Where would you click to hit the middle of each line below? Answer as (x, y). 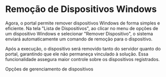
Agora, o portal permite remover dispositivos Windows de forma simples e (83, 23)
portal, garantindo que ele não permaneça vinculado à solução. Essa (77, 54)
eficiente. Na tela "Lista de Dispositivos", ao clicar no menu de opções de (82, 28)
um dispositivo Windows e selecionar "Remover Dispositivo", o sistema (79, 33)
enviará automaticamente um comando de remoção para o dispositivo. (79, 39)
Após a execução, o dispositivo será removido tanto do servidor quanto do (83, 48)
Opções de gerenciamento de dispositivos (49, 69)
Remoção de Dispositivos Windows (81, 9)
